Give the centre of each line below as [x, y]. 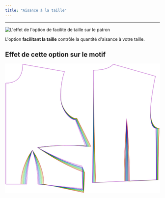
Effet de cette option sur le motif [55, 55]
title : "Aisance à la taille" [36, 10]
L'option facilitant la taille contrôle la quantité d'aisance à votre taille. [75, 39]
